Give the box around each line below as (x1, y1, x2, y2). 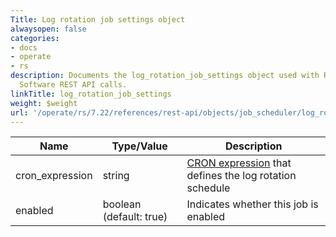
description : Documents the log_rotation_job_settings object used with (10, 71, 320, 81)
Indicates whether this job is (186, 197, 319, 211)
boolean (102, 197, 142, 211)
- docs (10, 42, 38, 53)
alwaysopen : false (10, 24, 87, 34)
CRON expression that (186, 156, 292, 170)
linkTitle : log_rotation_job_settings (10, 89, 172, 99)
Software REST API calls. (19, 80, 128, 90)
